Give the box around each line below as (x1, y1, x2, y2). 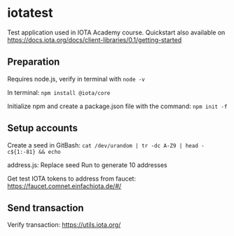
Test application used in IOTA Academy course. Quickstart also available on (7, 28, 226, 37)
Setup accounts (7, 122, 78, 134)
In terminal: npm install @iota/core (7, 88, 111, 96)
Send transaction (7, 202, 84, 214)
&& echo (38, 148, 61, 155)
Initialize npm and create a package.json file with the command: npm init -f (7, 102, 228, 110)
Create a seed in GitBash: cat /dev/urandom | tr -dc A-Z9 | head (7, 140, 198, 149)
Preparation (7, 56, 60, 68)
